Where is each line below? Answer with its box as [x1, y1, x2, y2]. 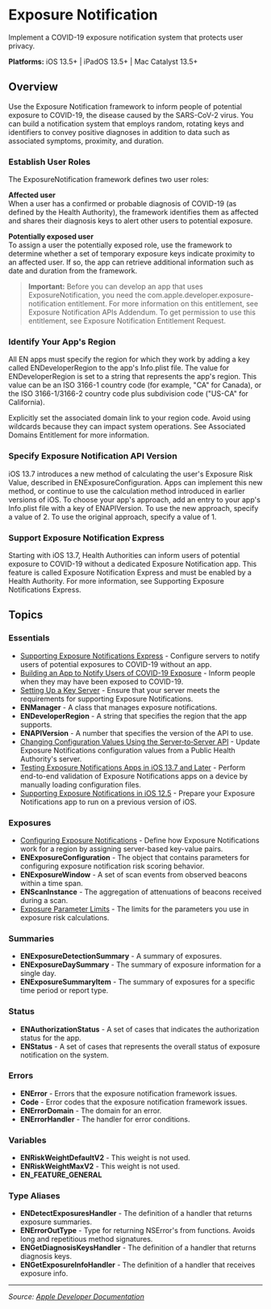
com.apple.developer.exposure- [148, 290, 254, 300]
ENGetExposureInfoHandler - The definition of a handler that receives [19, 1260, 256, 1270]
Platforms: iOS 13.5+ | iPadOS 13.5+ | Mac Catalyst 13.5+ [8, 57, 198, 66]
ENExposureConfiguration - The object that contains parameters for [19, 852, 250, 862]
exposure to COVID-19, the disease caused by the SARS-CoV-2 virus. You [8, 110, 254, 120]
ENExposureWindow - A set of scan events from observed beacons [19, 869, 248, 879]
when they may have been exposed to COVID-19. [19, 677, 184, 686]
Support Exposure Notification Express [8, 532, 165, 543]
